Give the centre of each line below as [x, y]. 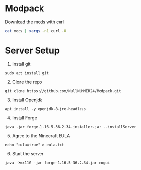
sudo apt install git [27, 73]
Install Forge [25, 118]
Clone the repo [27, 82]
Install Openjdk [27, 100]
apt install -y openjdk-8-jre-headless [46, 109]
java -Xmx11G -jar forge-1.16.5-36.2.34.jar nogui [58, 163]
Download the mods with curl [35, 22]
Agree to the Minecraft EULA [41, 136]
